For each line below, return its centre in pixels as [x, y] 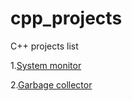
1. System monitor [46, 65]
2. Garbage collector [51, 84]
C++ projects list [44, 46]
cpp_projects [66, 18]
